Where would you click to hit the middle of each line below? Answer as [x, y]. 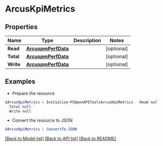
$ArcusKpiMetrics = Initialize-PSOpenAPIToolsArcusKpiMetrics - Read [77, 102]
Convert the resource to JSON [42, 120]
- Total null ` [21, 107]
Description [87, 41]
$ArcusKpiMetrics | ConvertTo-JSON [41, 130]
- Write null [19, 111]
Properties [21, 27]
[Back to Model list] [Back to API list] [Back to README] [61, 139]
